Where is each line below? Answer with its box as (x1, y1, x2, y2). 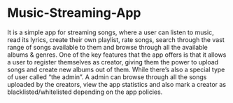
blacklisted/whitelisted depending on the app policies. (7, 88, 163, 96)
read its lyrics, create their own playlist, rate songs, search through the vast (7, 35, 225, 43)
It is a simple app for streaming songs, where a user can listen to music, (7, 28, 215, 36)
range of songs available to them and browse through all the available (7, 43, 208, 51)
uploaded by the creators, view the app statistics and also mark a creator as (7, 80, 226, 88)
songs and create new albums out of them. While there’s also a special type (7, 65, 225, 74)
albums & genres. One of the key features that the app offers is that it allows (7, 50, 227, 59)
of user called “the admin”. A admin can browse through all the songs (7, 72, 207, 81)
